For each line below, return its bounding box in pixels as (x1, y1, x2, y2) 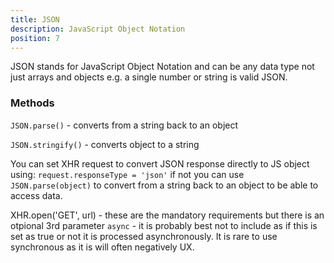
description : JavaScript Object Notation (10, 24, 186, 34)
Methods (10, 96, 55, 110)
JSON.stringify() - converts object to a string (10, 138, 200, 150)
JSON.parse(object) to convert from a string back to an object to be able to (10, 179, 319, 191)
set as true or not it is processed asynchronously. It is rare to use (10, 230, 278, 242)
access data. (10, 189, 63, 201)
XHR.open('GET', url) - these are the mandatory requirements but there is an (10, 209, 325, 221)
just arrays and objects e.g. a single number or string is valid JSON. (10, 71, 288, 83)
